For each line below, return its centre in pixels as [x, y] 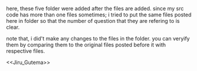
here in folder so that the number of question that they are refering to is [93, 21]
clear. [13, 27]
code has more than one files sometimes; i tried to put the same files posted [99, 15]
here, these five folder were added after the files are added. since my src [95, 9]
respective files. [26, 51]
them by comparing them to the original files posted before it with [86, 45]
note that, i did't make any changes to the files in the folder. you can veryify [98, 38]
